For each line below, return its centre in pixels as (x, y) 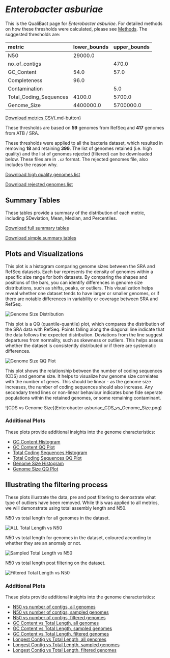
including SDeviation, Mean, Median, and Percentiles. (61, 218)
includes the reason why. (32, 165)
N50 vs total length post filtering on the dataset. (55, 563)
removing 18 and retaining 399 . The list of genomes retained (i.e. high (79, 148)
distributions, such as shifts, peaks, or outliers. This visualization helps (79, 288)
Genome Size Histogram (38, 463)
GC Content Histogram (36, 441)
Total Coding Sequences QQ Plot (47, 458)
